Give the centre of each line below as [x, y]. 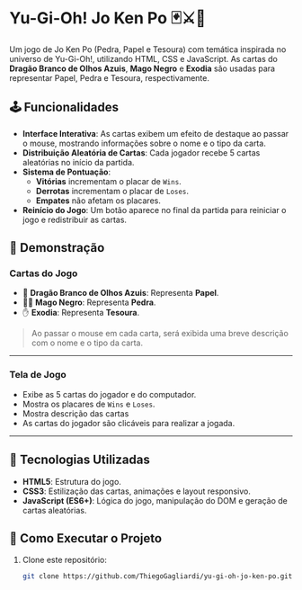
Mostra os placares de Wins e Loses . [89, 404]
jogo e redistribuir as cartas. [75, 219]
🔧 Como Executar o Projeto [86, 538]
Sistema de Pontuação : [66, 172]
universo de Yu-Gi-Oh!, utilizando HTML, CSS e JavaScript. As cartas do [144, 58]
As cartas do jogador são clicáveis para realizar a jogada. [129, 423]
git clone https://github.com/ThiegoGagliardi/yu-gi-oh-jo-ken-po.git [157, 577]
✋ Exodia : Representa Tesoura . [81, 313]
